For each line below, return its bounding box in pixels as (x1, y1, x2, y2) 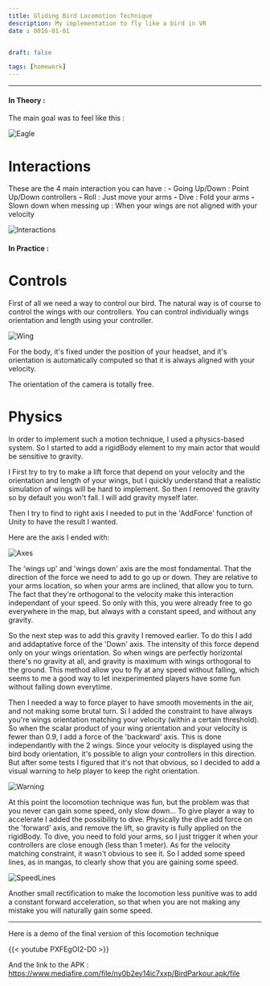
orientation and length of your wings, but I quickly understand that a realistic (8, 475, 261, 485)
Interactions (8, 157, 91, 176)
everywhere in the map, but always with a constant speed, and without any (8, 606, 257, 616)
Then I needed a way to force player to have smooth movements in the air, (8, 698, 255, 707)
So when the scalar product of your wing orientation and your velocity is (8, 723, 247, 733)
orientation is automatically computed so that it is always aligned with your (8, 355, 256, 365)
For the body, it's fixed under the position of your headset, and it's (8, 346, 227, 356)
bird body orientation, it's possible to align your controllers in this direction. (8, 748, 257, 758)
